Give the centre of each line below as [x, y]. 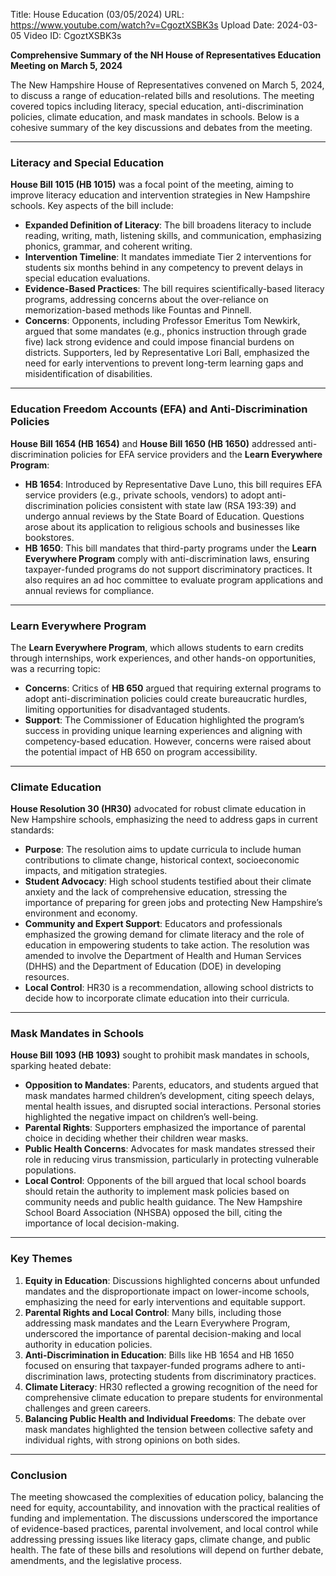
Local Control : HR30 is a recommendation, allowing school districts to [169, 988]
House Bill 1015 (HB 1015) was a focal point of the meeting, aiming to [152, 185]
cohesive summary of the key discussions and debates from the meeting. [161, 127]
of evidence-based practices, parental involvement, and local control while [164, 1529]
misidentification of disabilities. [88, 374]
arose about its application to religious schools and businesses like [162, 526]
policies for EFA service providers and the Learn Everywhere [196, 454]
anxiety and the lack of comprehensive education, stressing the [156, 892]
